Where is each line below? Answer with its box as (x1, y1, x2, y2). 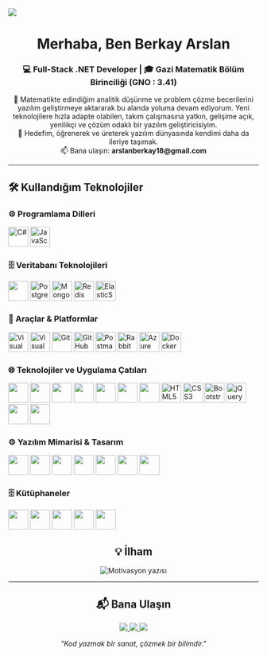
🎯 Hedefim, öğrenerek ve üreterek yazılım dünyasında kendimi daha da (17, 129, 250, 138)
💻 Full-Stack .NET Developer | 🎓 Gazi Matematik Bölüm (22, 64, 245, 75)
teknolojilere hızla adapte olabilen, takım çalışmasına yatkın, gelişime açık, (13, 111, 254, 122)
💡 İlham (114, 545, 153, 559)
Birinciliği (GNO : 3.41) (90, 77, 177, 88)
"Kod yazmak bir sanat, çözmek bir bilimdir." (60, 639, 207, 649)
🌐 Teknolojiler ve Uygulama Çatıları (8, 364, 147, 375)
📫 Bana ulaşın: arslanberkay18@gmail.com (60, 146, 207, 156)
